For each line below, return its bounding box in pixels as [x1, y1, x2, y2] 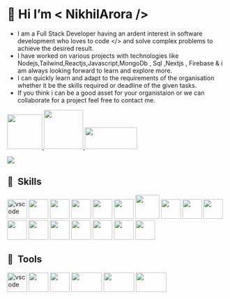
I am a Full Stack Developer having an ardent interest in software [17, 29, 203, 38]
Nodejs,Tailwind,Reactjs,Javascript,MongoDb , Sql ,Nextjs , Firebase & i [17, 59, 223, 67]
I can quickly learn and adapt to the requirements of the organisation [17, 73, 215, 82]
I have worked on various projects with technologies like [17, 52, 179, 60]
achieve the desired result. [17, 44, 94, 52]
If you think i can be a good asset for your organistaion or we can [17, 89, 205, 97]
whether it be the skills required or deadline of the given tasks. [17, 81, 197, 89]
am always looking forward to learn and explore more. [17, 66, 173, 75]
